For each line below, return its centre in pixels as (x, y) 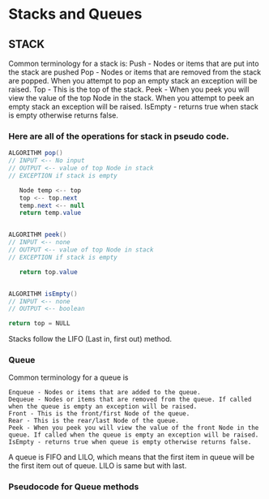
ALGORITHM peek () (38, 235)
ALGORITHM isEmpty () (43, 294)
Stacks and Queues (75, 14)
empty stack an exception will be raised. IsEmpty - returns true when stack (134, 107)
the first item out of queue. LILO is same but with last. (98, 466)
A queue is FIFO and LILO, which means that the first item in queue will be (132, 457)
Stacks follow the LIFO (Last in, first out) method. (90, 339)
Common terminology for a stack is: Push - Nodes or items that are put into (134, 63)
